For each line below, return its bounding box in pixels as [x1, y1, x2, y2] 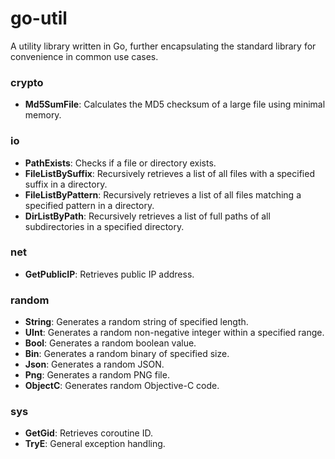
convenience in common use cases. [10, 50, 159, 62]
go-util [10, 7, 68, 30]
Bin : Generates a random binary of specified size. [24, 348, 230, 360]
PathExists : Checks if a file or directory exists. [24, 157, 217, 169]
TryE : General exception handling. [24, 438, 166, 450]
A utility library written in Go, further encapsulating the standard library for [10, 40, 317, 52]
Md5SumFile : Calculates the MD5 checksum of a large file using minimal [24, 98, 326, 111]
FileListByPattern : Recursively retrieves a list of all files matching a [24, 188, 302, 201]
